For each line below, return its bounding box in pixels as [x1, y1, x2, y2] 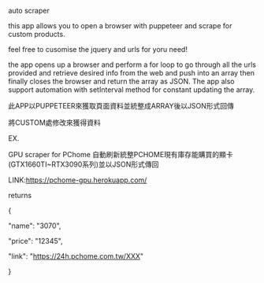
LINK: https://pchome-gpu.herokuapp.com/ [8, 175, 147, 185]
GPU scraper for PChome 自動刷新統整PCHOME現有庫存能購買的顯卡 [8, 150, 234, 159]
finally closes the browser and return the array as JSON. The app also [8, 77, 235, 86]
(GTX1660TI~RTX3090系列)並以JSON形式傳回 [8, 160, 159, 169]
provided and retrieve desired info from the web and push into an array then [8, 68, 255, 77]
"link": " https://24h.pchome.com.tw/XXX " [8, 252, 144, 261]
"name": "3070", [8, 221, 61, 230]
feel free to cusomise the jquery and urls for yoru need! [8, 45, 188, 53]
